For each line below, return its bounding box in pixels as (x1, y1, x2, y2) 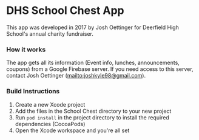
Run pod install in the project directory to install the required (15, 113, 170, 121)
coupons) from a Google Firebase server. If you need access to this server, (6, 65, 194, 73)
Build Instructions (6, 87, 60, 96)
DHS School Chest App (6, 4, 124, 18)
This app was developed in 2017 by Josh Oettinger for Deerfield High (6, 24, 179, 31)
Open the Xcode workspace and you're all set (15, 127, 130, 134)
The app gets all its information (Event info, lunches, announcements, (6, 59, 180, 67)
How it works (6, 45, 46, 53)
